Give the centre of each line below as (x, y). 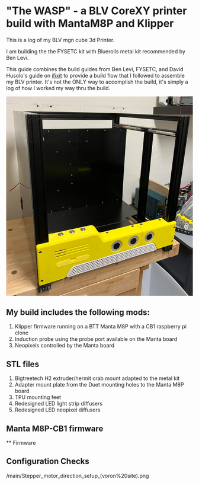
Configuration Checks (48, 462)
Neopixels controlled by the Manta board (65, 346)
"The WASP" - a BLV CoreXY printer (97, 11)
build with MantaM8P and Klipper (90, 23)
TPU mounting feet (38, 397)
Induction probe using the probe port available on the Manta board (96, 339)
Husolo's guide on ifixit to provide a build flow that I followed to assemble (95, 75)
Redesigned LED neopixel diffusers (57, 410)
